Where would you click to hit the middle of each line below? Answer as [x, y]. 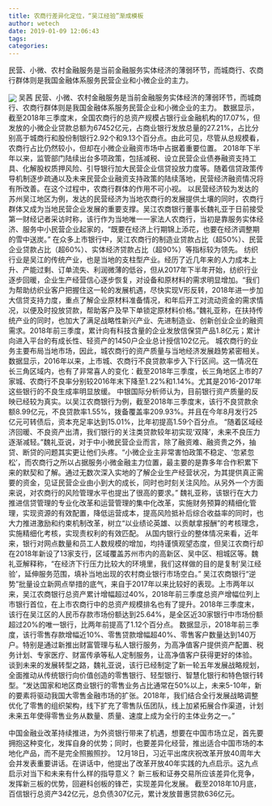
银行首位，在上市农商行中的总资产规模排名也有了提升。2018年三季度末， [137, 604]
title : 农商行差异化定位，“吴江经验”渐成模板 [76, 16]
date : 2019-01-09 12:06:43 [54, 31]
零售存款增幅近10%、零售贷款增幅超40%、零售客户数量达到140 [142, 635]
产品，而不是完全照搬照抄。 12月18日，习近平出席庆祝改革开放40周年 [138, 753]
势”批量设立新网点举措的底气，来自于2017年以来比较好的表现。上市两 [124, 584]
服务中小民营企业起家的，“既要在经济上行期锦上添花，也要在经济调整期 [141, 229]
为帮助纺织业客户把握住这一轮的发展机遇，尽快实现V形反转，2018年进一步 [132, 290]
